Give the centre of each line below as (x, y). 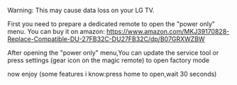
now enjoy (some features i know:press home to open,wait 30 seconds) (112, 74)
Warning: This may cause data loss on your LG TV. (81, 10)
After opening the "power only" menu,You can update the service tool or (113, 53)
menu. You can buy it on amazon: (56, 32)
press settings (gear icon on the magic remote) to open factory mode (109, 60)
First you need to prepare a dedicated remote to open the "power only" (111, 24)
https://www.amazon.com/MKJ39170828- (168, 32)
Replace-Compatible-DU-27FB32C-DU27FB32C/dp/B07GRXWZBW (106, 39)
